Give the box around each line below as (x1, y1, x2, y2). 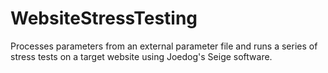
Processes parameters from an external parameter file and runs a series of (10, 40, 318, 52)
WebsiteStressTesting (10, 7, 198, 30)
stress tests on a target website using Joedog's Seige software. (10, 50, 273, 62)
